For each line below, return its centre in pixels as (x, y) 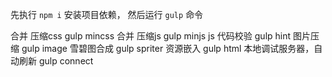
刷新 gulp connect (56, 61)
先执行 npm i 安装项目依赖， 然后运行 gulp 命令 (107, 14)
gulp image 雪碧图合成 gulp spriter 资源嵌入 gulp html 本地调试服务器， (168, 48)
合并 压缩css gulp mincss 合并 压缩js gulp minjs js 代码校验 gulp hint (151, 36)
